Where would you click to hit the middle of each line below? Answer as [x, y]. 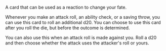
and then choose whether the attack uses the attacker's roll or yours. [77, 43]
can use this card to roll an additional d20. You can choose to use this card [83, 22]
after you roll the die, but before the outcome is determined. [68, 28]
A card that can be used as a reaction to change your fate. [66, 7]
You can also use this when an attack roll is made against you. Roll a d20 [81, 38]
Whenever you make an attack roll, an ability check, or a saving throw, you [83, 17]
